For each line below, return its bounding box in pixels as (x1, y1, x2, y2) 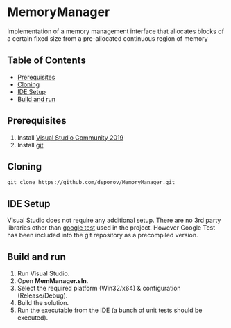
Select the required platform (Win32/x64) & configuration (17, 284, 182, 292)
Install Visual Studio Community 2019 (17, 133, 123, 142)
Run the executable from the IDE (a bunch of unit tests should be (17, 306, 203, 314)
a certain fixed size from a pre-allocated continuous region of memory (7, 34, 208, 42)
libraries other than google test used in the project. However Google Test (7, 224, 216, 232)
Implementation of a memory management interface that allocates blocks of (7, 27, 224, 35)
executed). (17, 313, 49, 322)
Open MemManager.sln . (17, 277, 89, 284)
